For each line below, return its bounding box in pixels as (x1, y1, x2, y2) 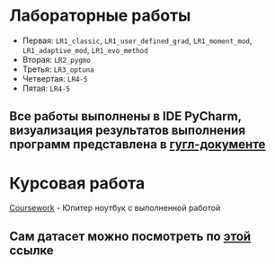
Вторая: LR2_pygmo (22, 54, 92, 65)
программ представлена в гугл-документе (9, 136, 266, 153)
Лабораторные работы (9, 5, 191, 26)
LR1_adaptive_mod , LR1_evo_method (22, 44, 148, 55)
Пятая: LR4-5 (22, 83, 70, 93)
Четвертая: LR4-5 (22, 73, 88, 84)
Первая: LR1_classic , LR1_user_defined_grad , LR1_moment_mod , (22, 35, 253, 46)
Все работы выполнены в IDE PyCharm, (9, 109, 242, 124)
